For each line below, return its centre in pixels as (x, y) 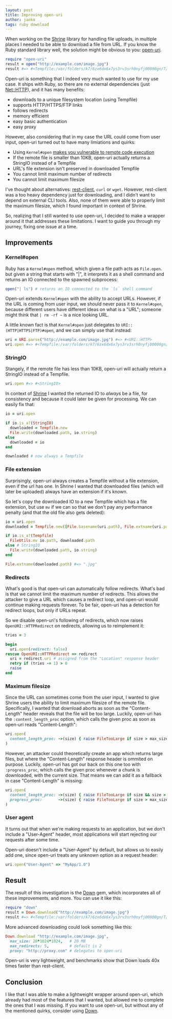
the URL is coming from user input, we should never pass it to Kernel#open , (84, 304)
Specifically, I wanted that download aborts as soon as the (67, 708)
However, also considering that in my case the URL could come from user (83, 137)
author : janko (20, 20)
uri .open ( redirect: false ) (39, 649)
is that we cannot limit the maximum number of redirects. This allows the (82, 594)
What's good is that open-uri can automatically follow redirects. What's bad (85, 588)
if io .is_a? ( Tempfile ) (29, 536)
